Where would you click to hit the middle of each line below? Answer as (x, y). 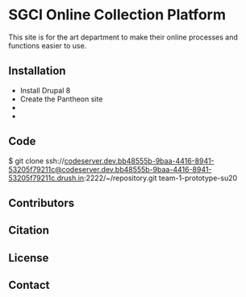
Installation (37, 71)
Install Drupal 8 (45, 90)
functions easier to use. (48, 45)
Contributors (42, 203)
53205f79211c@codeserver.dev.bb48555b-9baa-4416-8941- (110, 169)
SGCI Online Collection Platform (117, 15)
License (29, 258)
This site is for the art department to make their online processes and (123, 37)
